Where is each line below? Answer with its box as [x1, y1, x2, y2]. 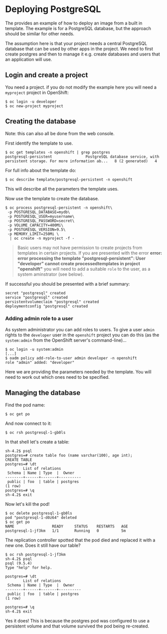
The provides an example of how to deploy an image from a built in [5, 20, 143, 26]
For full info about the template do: [5, 167, 76, 173]
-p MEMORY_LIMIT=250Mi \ [7, 231, 59, 236]
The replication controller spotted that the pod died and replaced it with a [5, 537, 156, 543]
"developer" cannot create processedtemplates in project [17, 260, 141, 266]
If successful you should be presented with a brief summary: [5, 281, 130, 287]
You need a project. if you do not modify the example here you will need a [5, 84, 157, 90]
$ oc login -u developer [5, 99, 57, 104]
